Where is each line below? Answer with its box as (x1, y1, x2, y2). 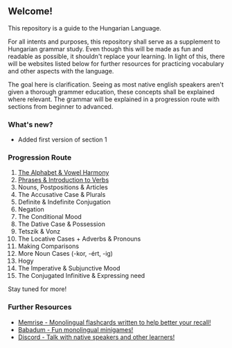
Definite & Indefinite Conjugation (17, 198, 111, 207)
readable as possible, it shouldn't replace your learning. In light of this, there (8, 52, 225, 60)
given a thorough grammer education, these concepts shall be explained (8, 87, 215, 96)
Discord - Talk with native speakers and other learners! (17, 333, 175, 341)
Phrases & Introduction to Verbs (17, 176, 109, 184)
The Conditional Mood (17, 213, 82, 221)
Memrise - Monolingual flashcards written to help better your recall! (17, 318, 211, 327)
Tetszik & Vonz (17, 227, 61, 236)
